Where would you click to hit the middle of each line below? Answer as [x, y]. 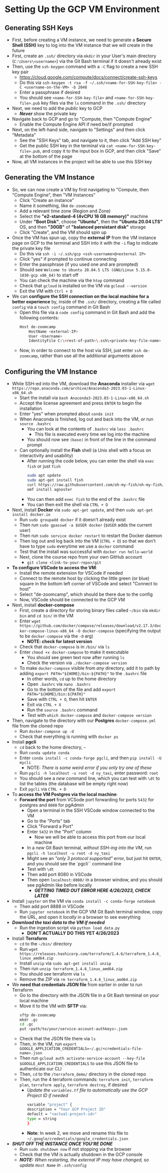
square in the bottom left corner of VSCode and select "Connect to [89, 583]
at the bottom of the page [46, 156]
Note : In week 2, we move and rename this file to [77, 1133]
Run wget [29, 949]
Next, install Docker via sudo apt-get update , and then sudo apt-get [82, 510]
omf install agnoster [49, 489]
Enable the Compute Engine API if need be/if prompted [76, 124]
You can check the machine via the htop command [72, 280]
